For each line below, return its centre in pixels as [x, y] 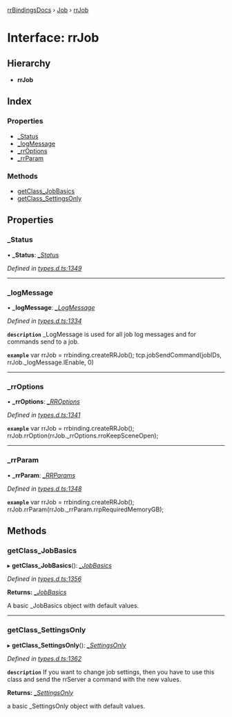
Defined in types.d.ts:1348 [45, 489]
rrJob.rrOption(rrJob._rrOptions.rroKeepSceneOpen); [83, 436]
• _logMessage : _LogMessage [51, 307]
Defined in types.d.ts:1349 [45, 268]
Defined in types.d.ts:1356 [44, 579]
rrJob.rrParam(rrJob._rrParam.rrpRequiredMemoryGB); [86, 509]
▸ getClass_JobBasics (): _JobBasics [60, 566]
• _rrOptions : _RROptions [44, 402]
